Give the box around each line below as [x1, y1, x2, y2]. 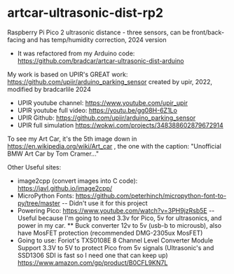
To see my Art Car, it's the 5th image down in [7, 135, 137, 143]
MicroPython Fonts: [17, 191, 74, 200]
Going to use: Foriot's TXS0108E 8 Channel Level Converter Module [17, 236, 214, 245]
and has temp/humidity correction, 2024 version [27, 35, 167, 43]
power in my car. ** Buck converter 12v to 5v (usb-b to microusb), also [17, 221, 222, 229]
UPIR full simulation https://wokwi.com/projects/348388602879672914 [17, 121, 224, 129]
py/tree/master [17, 198, 61, 207]
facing [7, 35, 26, 43]
